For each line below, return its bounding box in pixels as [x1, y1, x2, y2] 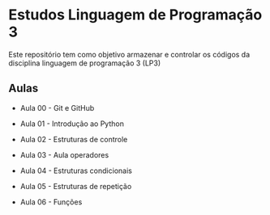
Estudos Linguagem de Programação [8, 6, 263, 24]
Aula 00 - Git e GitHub [19, 103, 95, 112]
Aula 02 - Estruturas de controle [19, 134, 128, 144]
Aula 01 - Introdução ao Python [19, 119, 124, 129]
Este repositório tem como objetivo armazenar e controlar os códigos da [8, 49, 251, 59]
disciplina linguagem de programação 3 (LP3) [8, 58, 161, 68]
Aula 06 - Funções [19, 196, 83, 207]
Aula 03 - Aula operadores [19, 150, 109, 159]
